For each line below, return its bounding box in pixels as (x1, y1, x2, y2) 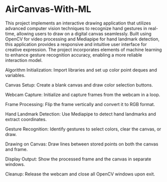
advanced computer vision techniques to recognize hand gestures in (5, 25, 147, 31)
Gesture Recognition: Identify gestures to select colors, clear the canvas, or (5, 126, 161, 132)
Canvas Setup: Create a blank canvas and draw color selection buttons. (5, 81, 153, 88)
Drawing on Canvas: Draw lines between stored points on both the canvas (5, 141, 158, 147)
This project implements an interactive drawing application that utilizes (5, 20, 151, 26)
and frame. (5, 146, 28, 152)
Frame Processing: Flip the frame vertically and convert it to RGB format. (5, 101, 155, 107)
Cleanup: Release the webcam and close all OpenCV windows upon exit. (5, 171, 155, 177)
